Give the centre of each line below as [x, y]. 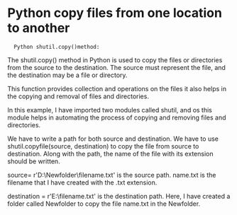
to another [39, 28]
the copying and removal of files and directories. [78, 96]
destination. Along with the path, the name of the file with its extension [110, 153]
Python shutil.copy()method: [57, 47]
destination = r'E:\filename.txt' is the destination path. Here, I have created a [119, 196]
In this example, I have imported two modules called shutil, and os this [110, 110]
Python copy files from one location [115, 13]
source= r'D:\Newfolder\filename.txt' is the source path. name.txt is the [112, 175]
